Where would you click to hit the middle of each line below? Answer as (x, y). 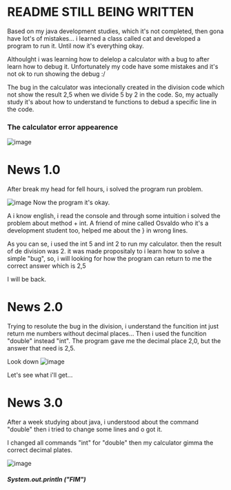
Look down (23, 362)
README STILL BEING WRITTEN (101, 12)
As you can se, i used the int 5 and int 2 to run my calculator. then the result (114, 244)
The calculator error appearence (63, 127)
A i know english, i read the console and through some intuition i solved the (114, 216)
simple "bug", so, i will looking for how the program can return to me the (110, 259)
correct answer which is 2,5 (47, 266)
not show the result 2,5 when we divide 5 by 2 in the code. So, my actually (113, 95)
